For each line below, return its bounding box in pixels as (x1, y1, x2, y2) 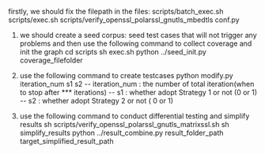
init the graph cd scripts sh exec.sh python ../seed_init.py (19, 47, 207, 56)
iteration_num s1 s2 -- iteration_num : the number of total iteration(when (19, 79, 255, 88)
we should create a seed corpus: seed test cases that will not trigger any (19, 31, 257, 39)
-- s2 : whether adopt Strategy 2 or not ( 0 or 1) (19, 96, 174, 105)
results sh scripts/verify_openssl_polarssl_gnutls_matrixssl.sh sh (19, 120, 229, 129)
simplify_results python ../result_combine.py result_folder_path (19, 128, 224, 137)
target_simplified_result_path (19, 137, 114, 145)
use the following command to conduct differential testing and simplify (19, 111, 250, 121)
